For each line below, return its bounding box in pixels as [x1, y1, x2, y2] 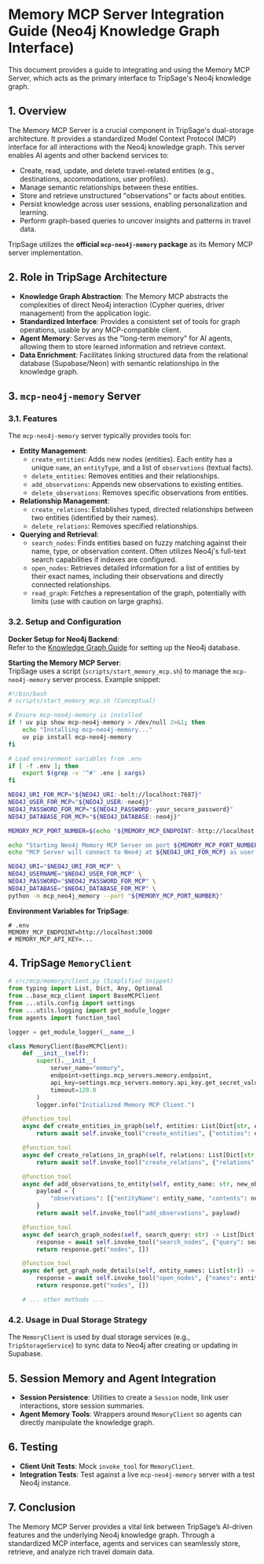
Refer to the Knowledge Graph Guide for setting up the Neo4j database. [8, 643, 240, 652]
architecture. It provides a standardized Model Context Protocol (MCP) [8, 134, 237, 143]
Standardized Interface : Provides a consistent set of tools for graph [19, 316, 241, 326]
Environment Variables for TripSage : [8, 906, 130, 916]
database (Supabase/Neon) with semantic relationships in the [19, 358, 220, 367]
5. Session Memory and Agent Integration [8, 1371, 217, 1385]
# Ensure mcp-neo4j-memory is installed [8, 711, 143, 719]
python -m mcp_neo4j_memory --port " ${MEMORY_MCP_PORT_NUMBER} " [8, 891, 223, 900]
